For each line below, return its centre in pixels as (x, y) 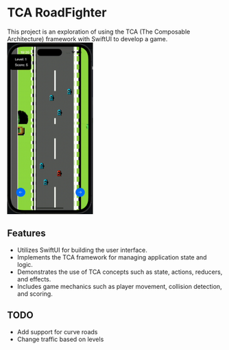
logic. (25, 264)
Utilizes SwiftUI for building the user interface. (82, 250)
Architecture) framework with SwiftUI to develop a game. (87, 38)
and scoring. (35, 294)
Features (26, 234)
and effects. (34, 279)
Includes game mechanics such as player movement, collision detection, (119, 286)
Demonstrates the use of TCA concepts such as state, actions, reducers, (120, 272)
